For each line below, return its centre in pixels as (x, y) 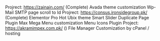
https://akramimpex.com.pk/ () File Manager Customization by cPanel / (77, 28)
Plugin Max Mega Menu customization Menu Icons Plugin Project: (72, 23)
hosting (13, 33)
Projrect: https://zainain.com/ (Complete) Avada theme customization (76, 7)
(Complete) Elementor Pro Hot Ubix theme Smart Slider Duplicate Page (77, 18)
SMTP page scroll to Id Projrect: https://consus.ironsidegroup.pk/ (81, 12)
